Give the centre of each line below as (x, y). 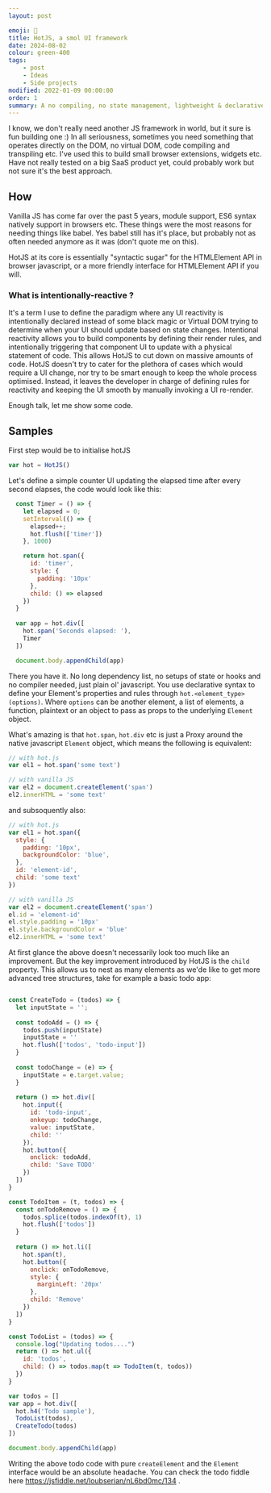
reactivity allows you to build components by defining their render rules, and (135, 339)
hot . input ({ (43, 1105)
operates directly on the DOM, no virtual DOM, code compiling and (119, 145)
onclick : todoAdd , (60, 1157)
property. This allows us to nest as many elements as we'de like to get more (134, 970)
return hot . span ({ (54, 556)
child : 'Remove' (57, 1299)
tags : (17, 60)
